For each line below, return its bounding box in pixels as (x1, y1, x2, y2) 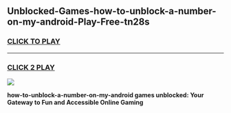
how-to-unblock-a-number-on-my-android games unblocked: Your (7, 90, 204, 99)
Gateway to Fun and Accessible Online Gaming (7, 98, 144, 106)
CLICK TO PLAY (7, 37, 60, 47)
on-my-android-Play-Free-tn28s (7, 16, 150, 28)
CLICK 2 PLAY (7, 62, 55, 72)
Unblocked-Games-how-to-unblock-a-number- (7, 5, 217, 17)
